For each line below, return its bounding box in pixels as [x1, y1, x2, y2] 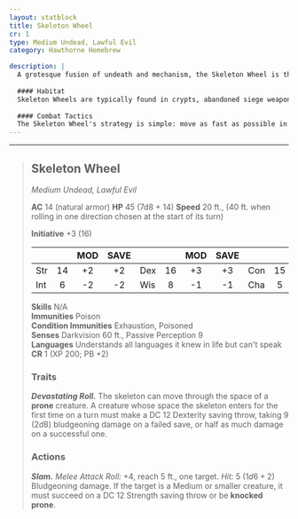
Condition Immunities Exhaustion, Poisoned [30, 320, 193, 331]
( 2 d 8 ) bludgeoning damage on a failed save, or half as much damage [30, 419, 284, 430]
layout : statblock [9, 12, 77, 22]
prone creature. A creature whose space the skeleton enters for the [30, 400, 278, 411]
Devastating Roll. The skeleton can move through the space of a [30, 391, 269, 402]
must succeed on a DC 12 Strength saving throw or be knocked [30, 490, 263, 500]
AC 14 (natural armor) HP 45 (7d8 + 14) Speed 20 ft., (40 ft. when [30, 201, 271, 212]
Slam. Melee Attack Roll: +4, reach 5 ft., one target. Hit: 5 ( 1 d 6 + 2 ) [30, 471, 275, 482]
